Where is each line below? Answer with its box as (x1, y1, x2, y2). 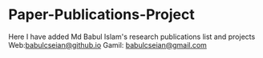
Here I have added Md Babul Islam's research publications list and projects (8, 32, 256, 41)
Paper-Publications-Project (8, 6, 195, 24)
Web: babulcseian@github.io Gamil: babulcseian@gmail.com (8, 40, 207, 49)
